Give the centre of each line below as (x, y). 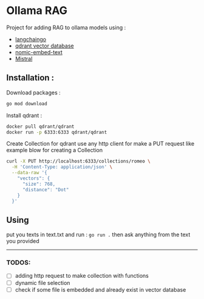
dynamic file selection (42, 283)
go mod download (27, 104)
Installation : (30, 78)
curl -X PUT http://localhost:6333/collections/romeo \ (78, 161)
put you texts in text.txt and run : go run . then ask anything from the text (98, 234)
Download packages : (33, 93)
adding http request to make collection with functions (82, 276)
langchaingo (31, 39)
